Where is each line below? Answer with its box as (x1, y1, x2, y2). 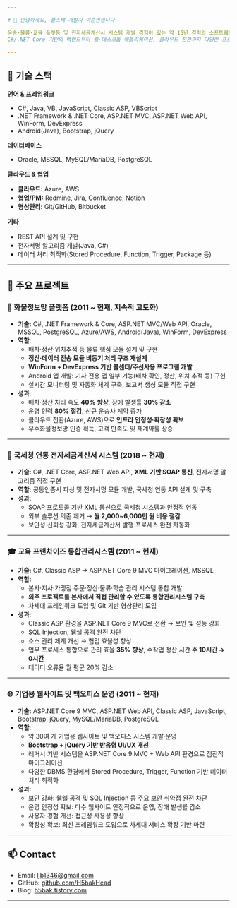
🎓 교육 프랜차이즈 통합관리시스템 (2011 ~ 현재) (7, 546, 159, 556)
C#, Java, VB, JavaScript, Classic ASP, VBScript (17, 104, 157, 113)
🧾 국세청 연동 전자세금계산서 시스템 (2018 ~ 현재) (7, 450, 165, 460)
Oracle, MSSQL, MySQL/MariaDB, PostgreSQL (17, 155, 153, 164)
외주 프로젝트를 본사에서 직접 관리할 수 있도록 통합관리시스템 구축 (28, 592, 205, 601)
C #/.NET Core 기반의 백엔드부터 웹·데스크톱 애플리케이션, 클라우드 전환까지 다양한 (7, 36, 219, 43)
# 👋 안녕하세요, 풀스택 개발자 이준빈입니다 (7, 16, 115, 23)
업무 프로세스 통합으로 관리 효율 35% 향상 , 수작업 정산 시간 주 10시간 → (28, 645, 225, 654)
